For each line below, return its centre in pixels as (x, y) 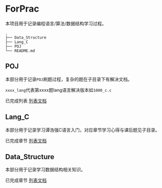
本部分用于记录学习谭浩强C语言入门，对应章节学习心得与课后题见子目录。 (83, 130)
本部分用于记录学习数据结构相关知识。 (45, 170)
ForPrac (22, 9)
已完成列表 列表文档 (26, 101)
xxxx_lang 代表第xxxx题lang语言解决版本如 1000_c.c (58, 90)
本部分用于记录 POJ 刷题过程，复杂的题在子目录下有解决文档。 (69, 79)
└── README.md (20, 51)
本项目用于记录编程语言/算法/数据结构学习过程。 (56, 23)
